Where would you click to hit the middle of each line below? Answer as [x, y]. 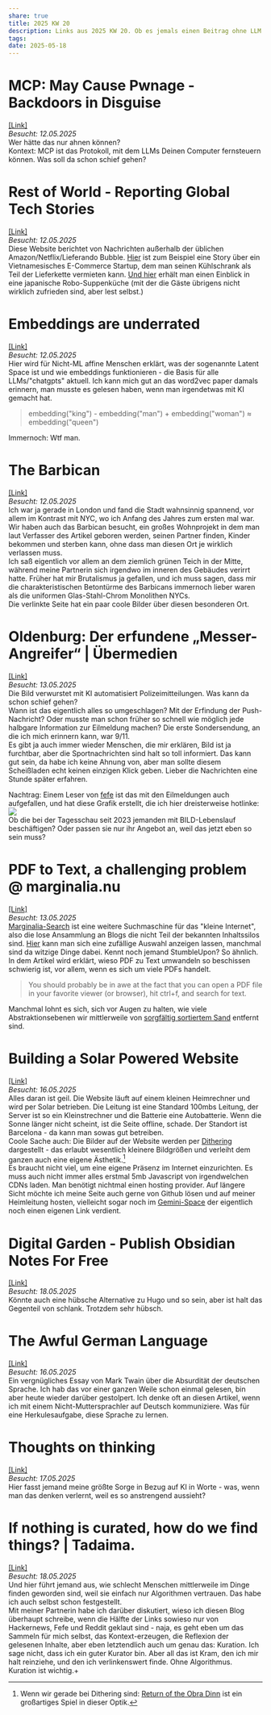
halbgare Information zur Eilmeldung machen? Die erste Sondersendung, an [134, 728]
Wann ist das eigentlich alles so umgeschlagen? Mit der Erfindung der [124, 710]
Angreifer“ [45, 654]
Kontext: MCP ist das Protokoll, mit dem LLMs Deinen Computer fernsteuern [135, 151]
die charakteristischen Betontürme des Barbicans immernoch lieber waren [132, 586]
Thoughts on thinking [82, 1448]
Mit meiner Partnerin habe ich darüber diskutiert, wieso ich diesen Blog [126, 1611]
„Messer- [225, 637]
